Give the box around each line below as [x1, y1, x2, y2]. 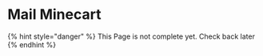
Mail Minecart [7, 6, 102, 24]
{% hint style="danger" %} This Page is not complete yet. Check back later [7, 32, 255, 41]
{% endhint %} [7, 39, 57, 49]
